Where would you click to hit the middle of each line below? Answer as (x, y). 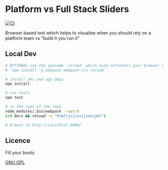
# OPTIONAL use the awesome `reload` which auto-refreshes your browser (82, 65)
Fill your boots (20, 153)
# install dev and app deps (34, 79)
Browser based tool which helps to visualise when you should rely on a (78, 33)
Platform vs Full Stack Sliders (67, 9)
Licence (18, 141)
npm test (14, 98)
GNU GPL (15, 162)
